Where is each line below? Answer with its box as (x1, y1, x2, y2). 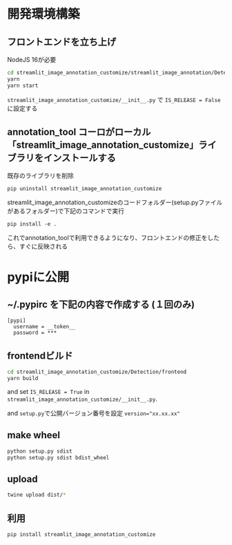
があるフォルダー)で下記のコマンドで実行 (7, 207, 125, 215)
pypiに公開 (7, 269, 70, 285)
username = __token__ (13, 324, 76, 330)
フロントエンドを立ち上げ (7, 36, 116, 48)
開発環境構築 (7, 6, 81, 22)
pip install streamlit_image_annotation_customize (7, 531, 156, 538)
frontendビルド (7, 350, 73, 361)
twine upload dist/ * (7, 491, 67, 499)
